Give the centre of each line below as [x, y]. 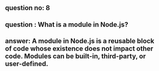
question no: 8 [28, 8]
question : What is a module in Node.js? [67, 25]
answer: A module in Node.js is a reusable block [80, 41]
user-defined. [27, 64]
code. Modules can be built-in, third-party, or [75, 56]
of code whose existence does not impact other [79, 49]
